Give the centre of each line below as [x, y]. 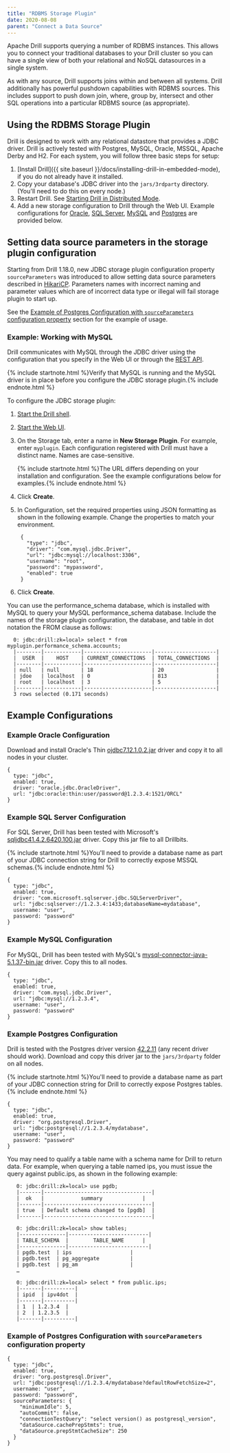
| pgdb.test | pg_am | [75, 1264]
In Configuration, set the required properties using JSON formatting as [117, 510]
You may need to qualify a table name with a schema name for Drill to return [115, 1159]
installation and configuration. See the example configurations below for [119, 476]
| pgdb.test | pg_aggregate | [75, 1258]
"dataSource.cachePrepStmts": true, [72, 1425]
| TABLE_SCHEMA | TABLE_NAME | [81, 1240]
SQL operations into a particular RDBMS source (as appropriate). [99, 103]
